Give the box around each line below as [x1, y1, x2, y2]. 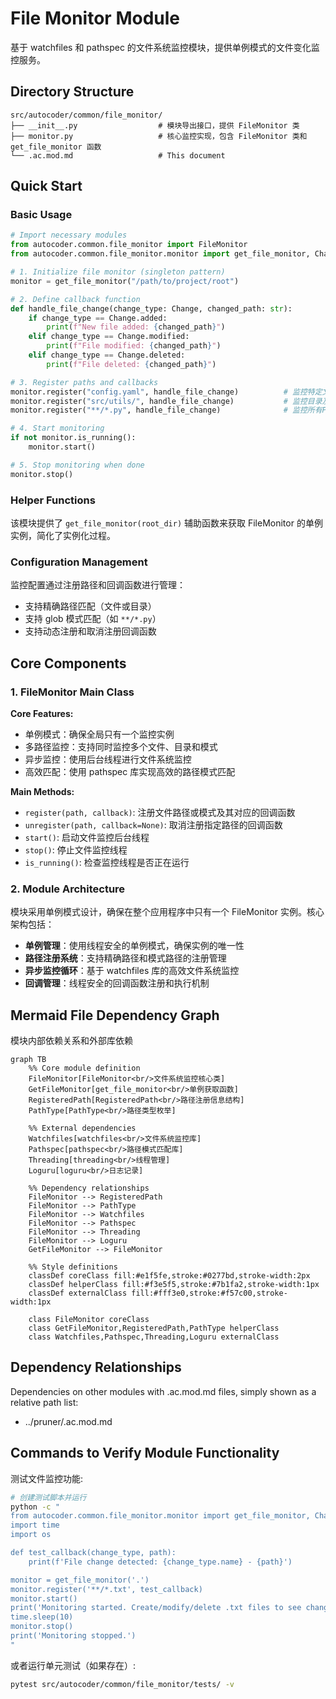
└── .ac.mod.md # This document [10, 150, 226, 161]
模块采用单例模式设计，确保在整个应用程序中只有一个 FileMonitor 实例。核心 [10, 906, 325, 918]
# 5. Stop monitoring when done [10, 460, 145, 470]
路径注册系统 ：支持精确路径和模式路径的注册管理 [24, 952, 227, 964]
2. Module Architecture [10, 882, 126, 896]
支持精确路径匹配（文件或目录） [24, 600, 157, 612]
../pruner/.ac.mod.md [24, 1415, 113, 1427]
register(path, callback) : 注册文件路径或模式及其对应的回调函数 [24, 806, 296, 818]
